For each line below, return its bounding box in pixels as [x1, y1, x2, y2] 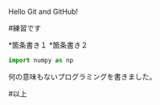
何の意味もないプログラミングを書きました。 [8, 71, 157, 81]
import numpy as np [8, 56, 74, 64]
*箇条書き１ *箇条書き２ [8, 40, 88, 50]
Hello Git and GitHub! [8, 7, 79, 16]
